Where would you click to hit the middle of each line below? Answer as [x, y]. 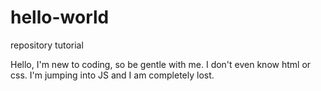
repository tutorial [47, 45]
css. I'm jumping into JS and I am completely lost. [112, 75]
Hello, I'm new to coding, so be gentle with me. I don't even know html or [161, 64]
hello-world [60, 17]
